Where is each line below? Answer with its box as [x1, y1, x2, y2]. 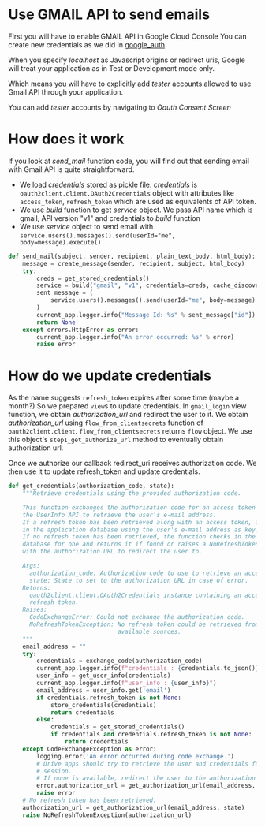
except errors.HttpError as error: [22, 326, 140, 333]
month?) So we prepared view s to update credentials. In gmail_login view [8, 401, 247, 411]
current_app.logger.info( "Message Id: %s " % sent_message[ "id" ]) [36, 311, 256, 319]
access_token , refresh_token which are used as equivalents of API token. [19, 196, 256, 206]
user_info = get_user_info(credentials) [36, 672, 171, 680]
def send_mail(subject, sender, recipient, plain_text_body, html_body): [8, 252, 256, 260]
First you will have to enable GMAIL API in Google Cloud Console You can [8, 32, 247, 41]
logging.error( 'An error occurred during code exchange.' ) [36, 752, 235, 760]
